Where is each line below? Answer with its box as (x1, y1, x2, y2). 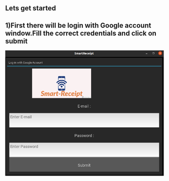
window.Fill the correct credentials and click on (5, 29, 157, 37)
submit (5, 37, 28, 45)
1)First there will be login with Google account (5, 21, 151, 30)
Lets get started (5, 4, 56, 13)
